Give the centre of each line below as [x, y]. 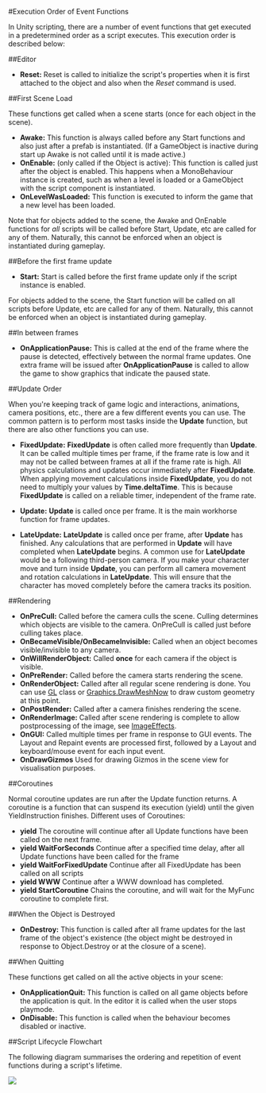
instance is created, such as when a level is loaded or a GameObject [131, 180]
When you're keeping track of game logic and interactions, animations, [124, 404]
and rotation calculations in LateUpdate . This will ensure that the [125, 577]
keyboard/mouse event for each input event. [92, 751]
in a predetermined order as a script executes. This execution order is [122, 35]
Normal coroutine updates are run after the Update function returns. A [123, 799]
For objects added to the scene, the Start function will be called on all [122, 300]
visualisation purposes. [58, 768]
